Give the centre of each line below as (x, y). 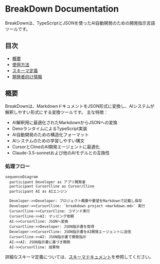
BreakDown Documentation (62, 9)
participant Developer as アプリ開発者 (48, 182)
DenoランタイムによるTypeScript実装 (50, 128)
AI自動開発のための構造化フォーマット (50, 134)
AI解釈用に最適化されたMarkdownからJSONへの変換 (65, 122)
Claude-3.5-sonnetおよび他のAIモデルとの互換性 (61, 153)
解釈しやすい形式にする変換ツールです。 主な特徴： (57, 112)
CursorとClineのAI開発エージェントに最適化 (56, 147)
